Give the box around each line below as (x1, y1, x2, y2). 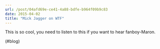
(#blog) (5, 38, 20, 44)
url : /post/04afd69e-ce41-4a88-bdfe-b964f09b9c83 (5, 7, 108, 12)
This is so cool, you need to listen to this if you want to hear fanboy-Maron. (5, 29, 156, 35)
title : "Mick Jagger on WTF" (5, 16, 64, 21)
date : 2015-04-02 (5, 12, 40, 16)
